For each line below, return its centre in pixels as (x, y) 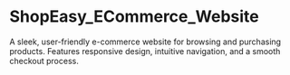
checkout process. (44, 61)
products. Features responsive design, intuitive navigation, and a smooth (145, 51)
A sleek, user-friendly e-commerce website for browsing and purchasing (145, 42)
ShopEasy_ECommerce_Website (135, 17)
